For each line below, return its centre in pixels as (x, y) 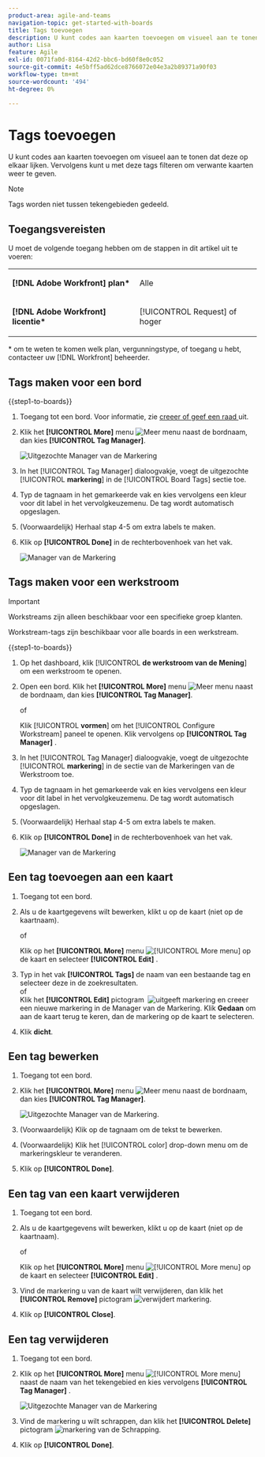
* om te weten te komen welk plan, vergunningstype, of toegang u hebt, (125, 349)
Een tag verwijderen (58, 1340)
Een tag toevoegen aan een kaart (91, 877)
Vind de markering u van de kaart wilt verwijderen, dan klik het (121, 1291)
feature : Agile (33, 52)
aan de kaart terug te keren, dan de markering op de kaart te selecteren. (137, 1016)
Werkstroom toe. (47, 774)
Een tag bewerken (54, 1056)
